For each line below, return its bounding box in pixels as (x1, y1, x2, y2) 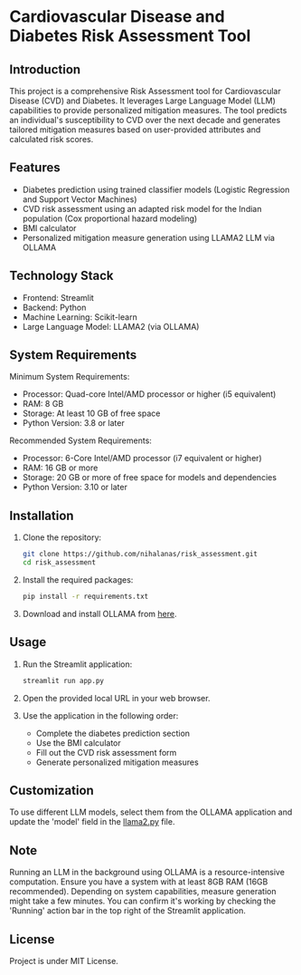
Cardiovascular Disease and (9, 6, 225, 27)
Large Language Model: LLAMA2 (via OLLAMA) (22, 321, 200, 332)
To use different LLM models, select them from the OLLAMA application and (9, 806, 293, 817)
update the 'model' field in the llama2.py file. (9, 816, 175, 827)
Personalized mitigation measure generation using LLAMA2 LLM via (22, 232, 276, 243)
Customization (9, 782, 95, 798)
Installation (9, 507, 74, 523)
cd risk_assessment (22, 558, 97, 567)
